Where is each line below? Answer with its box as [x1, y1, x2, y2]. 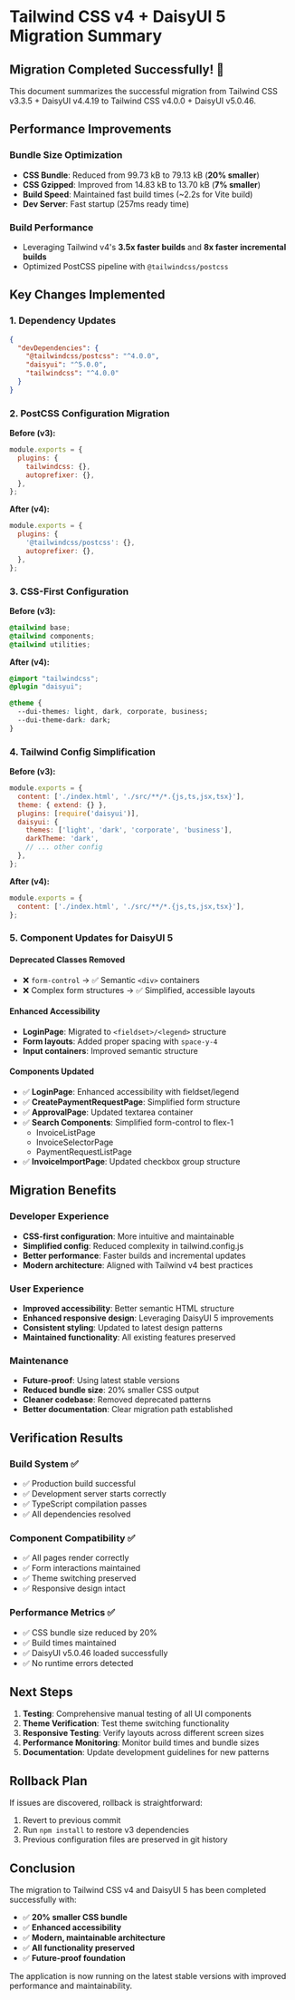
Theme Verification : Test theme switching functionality [22, 1718, 230, 1729]
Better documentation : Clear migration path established [22, 1404, 233, 1415]
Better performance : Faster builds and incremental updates [22, 1250, 246, 1261]
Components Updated [9, 1066, 95, 1077]
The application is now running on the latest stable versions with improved [9, 1970, 287, 1981]
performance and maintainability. [9, 1980, 133, 1991]
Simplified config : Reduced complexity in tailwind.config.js [22, 1240, 244, 1251]
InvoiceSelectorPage [35, 1137, 114, 1147]
